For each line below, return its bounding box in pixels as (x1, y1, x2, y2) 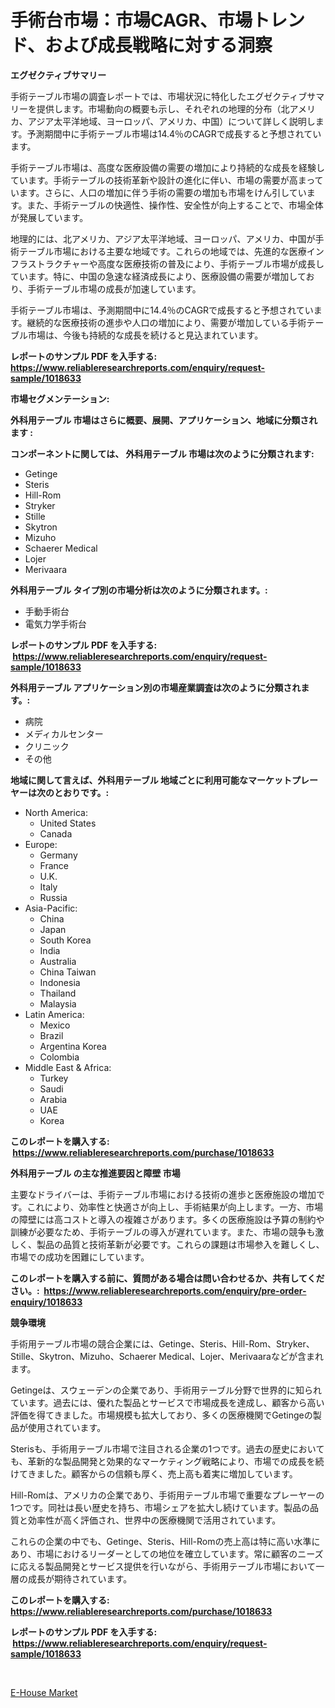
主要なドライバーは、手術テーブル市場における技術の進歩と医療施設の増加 (10, 1188, 317, 1200)
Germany (39, 849, 78, 861)
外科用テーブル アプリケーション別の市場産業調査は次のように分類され (10, 681, 302, 693)
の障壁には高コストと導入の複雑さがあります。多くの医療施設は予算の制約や (10, 1213, 325, 1225)
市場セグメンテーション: (10, 392, 110, 405)
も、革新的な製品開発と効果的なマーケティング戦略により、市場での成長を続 (10, 1455, 325, 1467)
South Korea (39, 934, 92, 946)
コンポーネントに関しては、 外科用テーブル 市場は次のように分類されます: (10, 447, 315, 460)
